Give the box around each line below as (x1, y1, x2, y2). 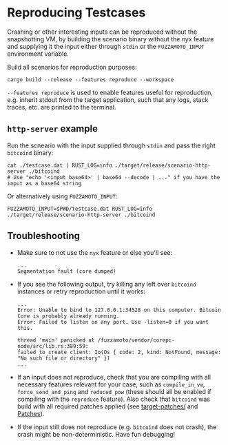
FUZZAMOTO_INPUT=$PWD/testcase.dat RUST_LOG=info (7, 205, 153, 212)
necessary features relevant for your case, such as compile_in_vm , (17, 380, 205, 389)
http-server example (7, 123, 99, 135)
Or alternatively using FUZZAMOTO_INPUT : (7, 192, 118, 200)
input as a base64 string (7, 180, 81, 187)
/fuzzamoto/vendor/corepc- (97, 336, 175, 344)
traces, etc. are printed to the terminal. (7, 103, 116, 111)
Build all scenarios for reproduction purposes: (7, 63, 137, 71)
